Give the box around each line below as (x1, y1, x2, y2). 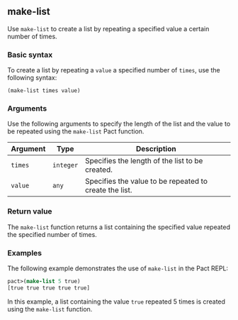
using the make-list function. (7, 304, 93, 313)
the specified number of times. (7, 230, 97, 238)
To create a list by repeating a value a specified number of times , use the (7, 66, 221, 75)
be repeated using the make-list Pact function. (7, 127, 144, 136)
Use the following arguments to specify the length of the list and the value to (7, 120, 231, 128)
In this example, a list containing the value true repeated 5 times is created (7, 297, 225, 306)
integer (52, 161, 79, 170)
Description (135, 144, 176, 154)
